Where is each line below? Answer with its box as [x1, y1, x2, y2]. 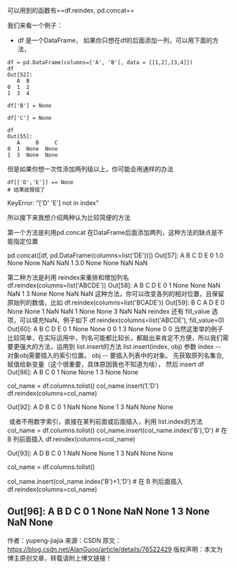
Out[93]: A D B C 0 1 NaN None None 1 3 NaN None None [7, 449, 173, 457]
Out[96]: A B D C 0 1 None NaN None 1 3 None [7, 506, 210, 518]
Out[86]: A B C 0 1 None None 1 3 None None [7, 368, 138, 376]
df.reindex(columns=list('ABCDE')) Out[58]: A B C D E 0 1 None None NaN [7, 281, 221, 289]
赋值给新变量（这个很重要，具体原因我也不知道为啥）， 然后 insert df [7, 360, 204, 368]
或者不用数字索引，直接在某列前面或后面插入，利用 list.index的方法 [8, 417, 203, 425]
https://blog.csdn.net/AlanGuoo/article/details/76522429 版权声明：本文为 [7, 545, 223, 553]
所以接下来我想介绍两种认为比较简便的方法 [7, 214, 131, 221]
